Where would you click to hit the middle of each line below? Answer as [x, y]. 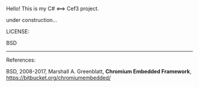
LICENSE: [18, 31]
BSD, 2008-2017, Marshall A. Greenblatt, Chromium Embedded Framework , [99, 71]
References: [21, 60]
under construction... [32, 20]
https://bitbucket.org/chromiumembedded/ [59, 78]
